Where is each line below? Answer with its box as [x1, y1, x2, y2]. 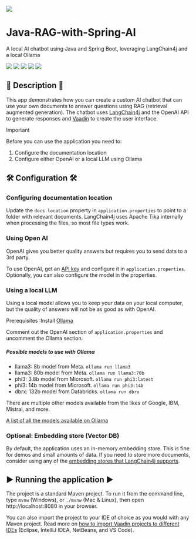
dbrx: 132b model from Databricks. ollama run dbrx [14, 388, 140, 395]
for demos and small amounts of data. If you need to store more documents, [6, 451, 191, 458]
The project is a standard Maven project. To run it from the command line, [6, 490, 185, 497]
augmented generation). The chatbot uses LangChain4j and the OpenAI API [6, 109, 189, 116]
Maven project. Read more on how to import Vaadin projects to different [6, 520, 180, 527]
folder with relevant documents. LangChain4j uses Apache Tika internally [6, 213, 184, 220]
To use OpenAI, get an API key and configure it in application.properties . [6, 265, 186, 272]
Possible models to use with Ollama [6, 348, 95, 355]
